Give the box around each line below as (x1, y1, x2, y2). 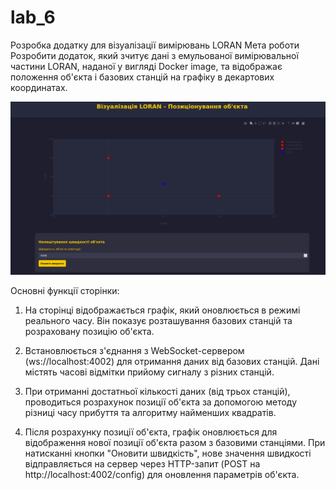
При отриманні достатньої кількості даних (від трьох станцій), (24, 386, 291, 398)
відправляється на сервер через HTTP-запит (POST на (24, 458, 261, 470)
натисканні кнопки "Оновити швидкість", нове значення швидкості (24, 447, 312, 460)
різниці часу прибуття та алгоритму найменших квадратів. (24, 407, 277, 419)
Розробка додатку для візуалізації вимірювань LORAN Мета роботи (10, 39, 300, 51)
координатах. (10, 81, 68, 93)
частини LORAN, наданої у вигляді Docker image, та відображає (10, 60, 283, 72)
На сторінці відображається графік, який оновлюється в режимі (24, 304, 301, 316)
